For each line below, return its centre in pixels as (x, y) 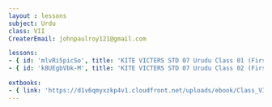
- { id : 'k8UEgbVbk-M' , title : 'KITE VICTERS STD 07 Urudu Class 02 (126, 68)
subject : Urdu (32, 24)
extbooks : (25, 83)
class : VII (27, 31)
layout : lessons (38, 16)
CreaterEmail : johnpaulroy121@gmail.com (78, 39)
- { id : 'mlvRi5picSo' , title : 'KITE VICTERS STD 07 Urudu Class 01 (126, 61)
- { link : (25, 90)
